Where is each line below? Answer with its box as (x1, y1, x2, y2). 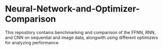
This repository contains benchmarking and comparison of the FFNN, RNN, (5, 29, 156, 35)
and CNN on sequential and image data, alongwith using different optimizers (5, 35, 158, 40)
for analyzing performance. (5, 39, 60, 45)
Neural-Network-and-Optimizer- (5, 3, 140, 14)
